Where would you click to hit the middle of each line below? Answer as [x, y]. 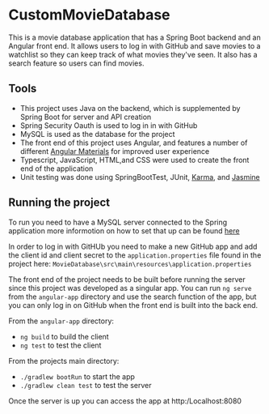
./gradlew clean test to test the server [86, 385]
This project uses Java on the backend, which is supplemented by [130, 108]
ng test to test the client [61, 345]
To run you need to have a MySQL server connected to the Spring [118, 222]
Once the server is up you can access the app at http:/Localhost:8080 [125, 401]
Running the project [59, 203]
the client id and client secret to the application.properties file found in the [135, 255]
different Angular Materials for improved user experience [115, 151]
